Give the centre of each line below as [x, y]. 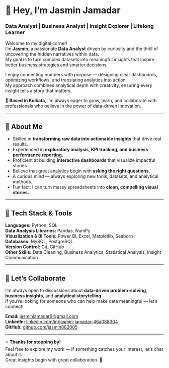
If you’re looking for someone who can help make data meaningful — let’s [81, 301]
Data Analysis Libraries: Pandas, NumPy [48, 231]
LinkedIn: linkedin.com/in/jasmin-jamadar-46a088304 [62, 321]
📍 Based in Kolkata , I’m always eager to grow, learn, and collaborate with [81, 101]
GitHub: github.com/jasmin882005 [41, 327]
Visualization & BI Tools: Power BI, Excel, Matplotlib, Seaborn [69, 236]
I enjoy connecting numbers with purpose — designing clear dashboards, [81, 75]
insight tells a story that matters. [38, 91]
